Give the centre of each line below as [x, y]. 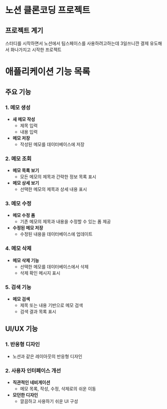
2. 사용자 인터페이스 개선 [33, 370]
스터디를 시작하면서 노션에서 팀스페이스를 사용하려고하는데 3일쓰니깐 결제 [77, 43]
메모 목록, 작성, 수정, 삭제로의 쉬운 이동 [58, 389]
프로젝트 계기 [24, 30]
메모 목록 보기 [26, 171]
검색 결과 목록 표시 [38, 312]
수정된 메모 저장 [28, 228]
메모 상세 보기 [26, 183]
